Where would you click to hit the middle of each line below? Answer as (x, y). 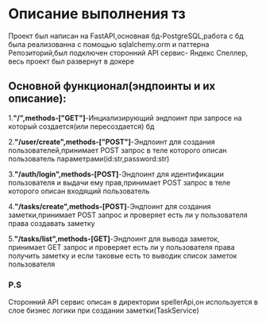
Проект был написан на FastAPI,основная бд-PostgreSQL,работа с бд (126, 36)
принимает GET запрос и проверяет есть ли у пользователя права (122, 247)
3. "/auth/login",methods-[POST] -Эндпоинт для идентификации (116, 174)
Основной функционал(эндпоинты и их (112, 86)
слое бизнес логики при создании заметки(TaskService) (104, 310)
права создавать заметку (52, 223)
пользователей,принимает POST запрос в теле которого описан (118, 150)
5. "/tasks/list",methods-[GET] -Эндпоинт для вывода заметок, (114, 239)
